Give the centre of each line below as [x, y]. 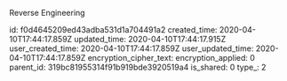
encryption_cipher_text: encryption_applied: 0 [171, 58]
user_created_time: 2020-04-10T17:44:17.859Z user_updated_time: [132, 48]
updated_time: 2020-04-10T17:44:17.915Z [150, 39]
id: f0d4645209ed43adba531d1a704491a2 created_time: [113, 29]
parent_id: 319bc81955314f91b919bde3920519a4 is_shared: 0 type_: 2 [138, 67]
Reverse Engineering [48, 13]
